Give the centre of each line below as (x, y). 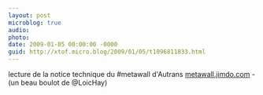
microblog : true (35, 23)
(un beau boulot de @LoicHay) (58, 82)
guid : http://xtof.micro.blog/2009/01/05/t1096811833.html (107, 52)
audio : (19, 30)
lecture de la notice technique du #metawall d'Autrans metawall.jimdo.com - (132, 74)
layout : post (30, 15)
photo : (19, 37)
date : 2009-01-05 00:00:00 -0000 (63, 45)
